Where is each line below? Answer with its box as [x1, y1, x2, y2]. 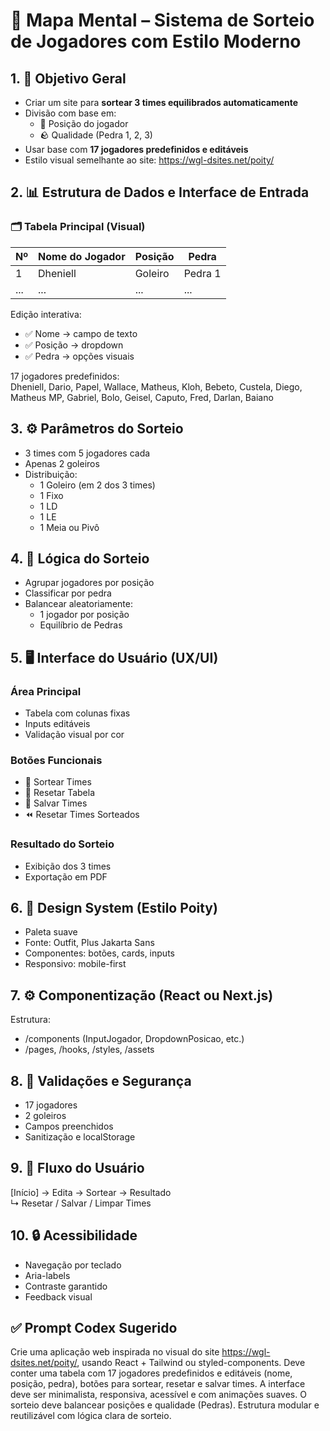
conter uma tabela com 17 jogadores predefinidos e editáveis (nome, [10, 1367, 293, 1379]
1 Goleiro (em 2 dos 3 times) [39, 479, 156, 491]
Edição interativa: [10, 308, 82, 320]
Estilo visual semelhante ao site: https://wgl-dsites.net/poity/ [24, 154, 275, 166]
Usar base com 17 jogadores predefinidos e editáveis [24, 144, 249, 155]
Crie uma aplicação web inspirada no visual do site [10, 1346, 220, 1358]
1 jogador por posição [39, 609, 130, 621]
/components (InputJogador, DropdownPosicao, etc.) [24, 1033, 245, 1045]
